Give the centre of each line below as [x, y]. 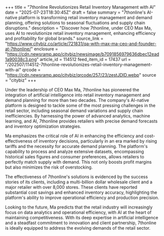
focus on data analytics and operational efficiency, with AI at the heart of [78, 212]
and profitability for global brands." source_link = [54, 38]
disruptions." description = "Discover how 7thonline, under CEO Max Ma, [79, 28]
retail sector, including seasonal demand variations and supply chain [74, 111]
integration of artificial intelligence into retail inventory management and [78, 95]
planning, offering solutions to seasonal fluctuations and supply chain [75, 23]
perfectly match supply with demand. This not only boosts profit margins [78, 162]
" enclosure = [45, 49]
